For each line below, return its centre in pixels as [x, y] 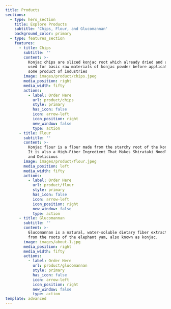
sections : [16, 15]
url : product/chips [53, 100]
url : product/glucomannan [60, 266]
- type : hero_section [33, 19]
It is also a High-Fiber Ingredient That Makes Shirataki [91, 152]
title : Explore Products [41, 24]
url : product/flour [53, 185]
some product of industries [58, 72]
